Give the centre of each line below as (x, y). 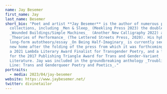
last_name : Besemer (25, 19)
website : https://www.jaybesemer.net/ (45, 79)
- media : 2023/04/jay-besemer (41, 75)
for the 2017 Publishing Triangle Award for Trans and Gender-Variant (84, 56)
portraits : (16, 70)
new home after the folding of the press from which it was (73, 47)
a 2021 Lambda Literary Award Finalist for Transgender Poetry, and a (84, 51)
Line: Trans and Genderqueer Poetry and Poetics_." (64, 65)
